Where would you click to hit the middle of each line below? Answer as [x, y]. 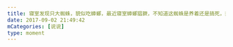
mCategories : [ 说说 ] [36, 26]
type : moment [26, 33]
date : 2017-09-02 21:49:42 [46, 20]
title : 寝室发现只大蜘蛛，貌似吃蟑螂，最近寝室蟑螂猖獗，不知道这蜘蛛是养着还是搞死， [116, 13]
